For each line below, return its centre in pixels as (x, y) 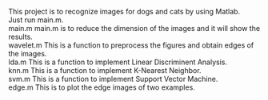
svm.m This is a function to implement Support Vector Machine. (113, 79)
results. (21, 37)
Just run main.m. (36, 20)
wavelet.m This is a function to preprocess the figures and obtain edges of (131, 45)
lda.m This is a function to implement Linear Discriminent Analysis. (118, 62)
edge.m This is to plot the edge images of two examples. (102, 87)
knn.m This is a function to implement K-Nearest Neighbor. (105, 70)
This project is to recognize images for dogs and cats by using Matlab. (124, 12)
